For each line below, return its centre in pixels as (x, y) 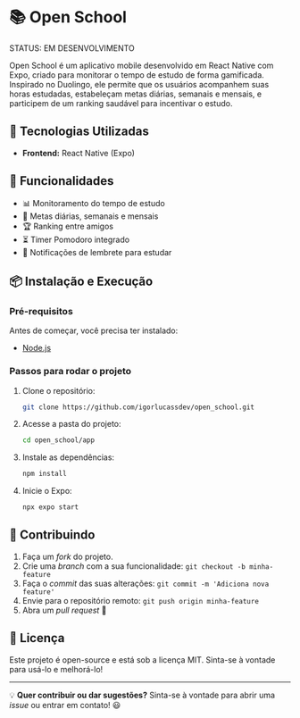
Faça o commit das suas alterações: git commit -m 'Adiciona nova (146, 583)
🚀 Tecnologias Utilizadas (79, 132)
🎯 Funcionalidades (62, 181)
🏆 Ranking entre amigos (68, 226)
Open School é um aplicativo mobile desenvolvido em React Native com (142, 65)
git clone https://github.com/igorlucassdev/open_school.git (138, 407)
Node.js (37, 348)
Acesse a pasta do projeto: (72, 424)
